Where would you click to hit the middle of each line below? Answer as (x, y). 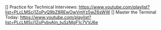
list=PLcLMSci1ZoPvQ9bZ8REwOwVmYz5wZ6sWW (58, 12)
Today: (12, 17)
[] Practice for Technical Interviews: (41, 7)
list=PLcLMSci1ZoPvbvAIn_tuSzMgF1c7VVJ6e (52, 22)
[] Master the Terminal (134, 12)
